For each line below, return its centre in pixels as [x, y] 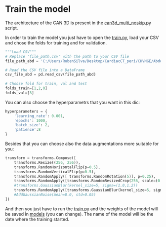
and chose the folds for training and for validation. [56, 42]
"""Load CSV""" [21, 52]
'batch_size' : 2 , [32, 125]
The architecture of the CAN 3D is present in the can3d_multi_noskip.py [78, 23]
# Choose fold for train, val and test [46, 84]
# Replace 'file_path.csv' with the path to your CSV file [67, 56]
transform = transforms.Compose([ [41, 158]
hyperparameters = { [26, 111]
